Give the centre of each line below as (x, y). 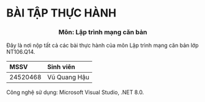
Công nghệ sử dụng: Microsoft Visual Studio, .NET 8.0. (75, 92)
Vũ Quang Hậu (69, 78)
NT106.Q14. (21, 52)
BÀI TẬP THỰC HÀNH (61, 13)
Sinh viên (61, 67)
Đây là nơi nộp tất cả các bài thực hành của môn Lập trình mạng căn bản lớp (102, 45)
